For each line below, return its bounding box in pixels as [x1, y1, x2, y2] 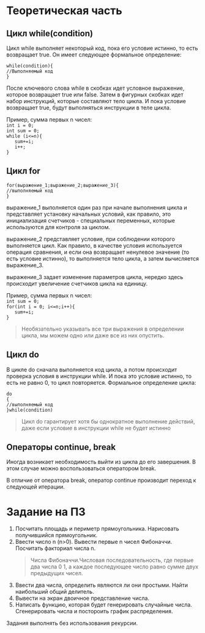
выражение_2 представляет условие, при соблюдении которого [6, 235, 176, 243]
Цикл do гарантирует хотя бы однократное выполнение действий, [21, 417, 195, 425]
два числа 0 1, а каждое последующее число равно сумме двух [30, 563, 199, 570]
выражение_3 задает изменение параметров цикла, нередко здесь [6, 273, 184, 280]
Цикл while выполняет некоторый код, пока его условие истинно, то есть [6, 44, 198, 52]
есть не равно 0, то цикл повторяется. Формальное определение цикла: [6, 379, 196, 386]
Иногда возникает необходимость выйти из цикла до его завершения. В [6, 458, 196, 466]
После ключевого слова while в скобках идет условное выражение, [6, 84, 185, 92]
